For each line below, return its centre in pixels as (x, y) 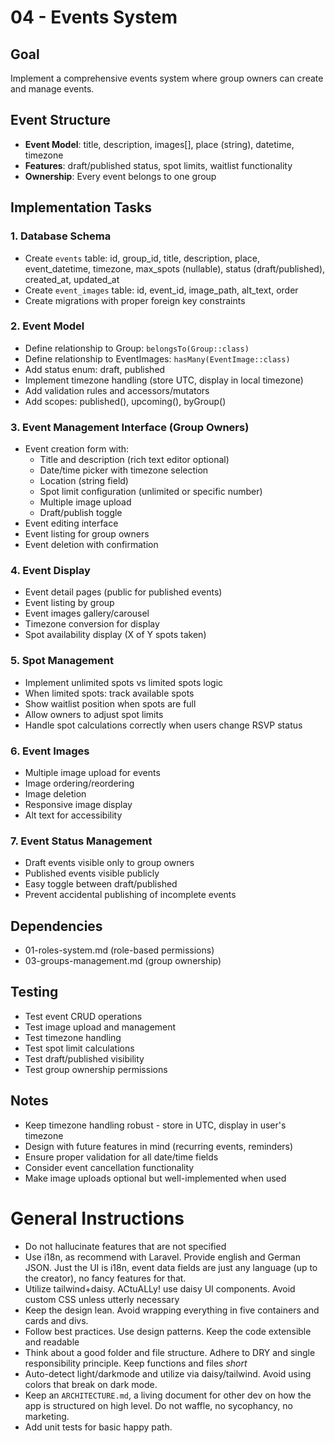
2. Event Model (47, 326)
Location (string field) (84, 481)
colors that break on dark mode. (91, 1384)
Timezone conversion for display (92, 624)
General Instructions (97, 1218)
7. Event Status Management (81, 841)
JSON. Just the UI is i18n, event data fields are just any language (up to (171, 1267)
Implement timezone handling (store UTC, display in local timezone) (164, 380)
